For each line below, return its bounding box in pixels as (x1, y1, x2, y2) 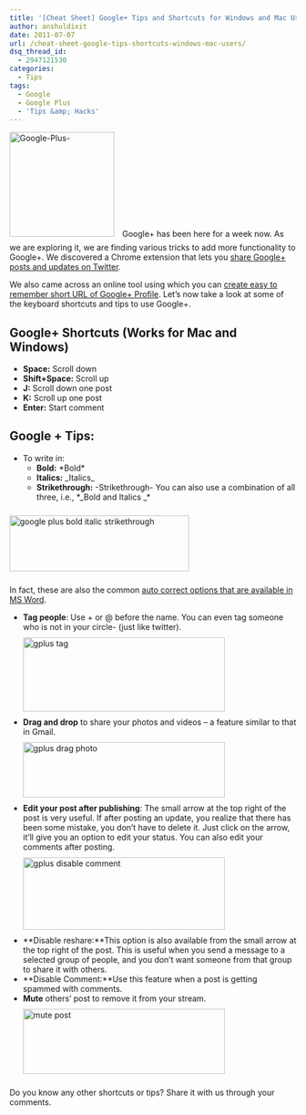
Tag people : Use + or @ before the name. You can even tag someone (22, 612, 284, 623)
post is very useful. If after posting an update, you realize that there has (22, 812, 291, 823)
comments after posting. (22, 841, 116, 852)
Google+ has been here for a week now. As (121, 229, 284, 240)
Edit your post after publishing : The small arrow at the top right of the (22, 802, 287, 813)
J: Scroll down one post (22, 383, 112, 394)
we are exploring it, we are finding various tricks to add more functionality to (9, 243, 296, 253)
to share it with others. (22, 964, 107, 975)
